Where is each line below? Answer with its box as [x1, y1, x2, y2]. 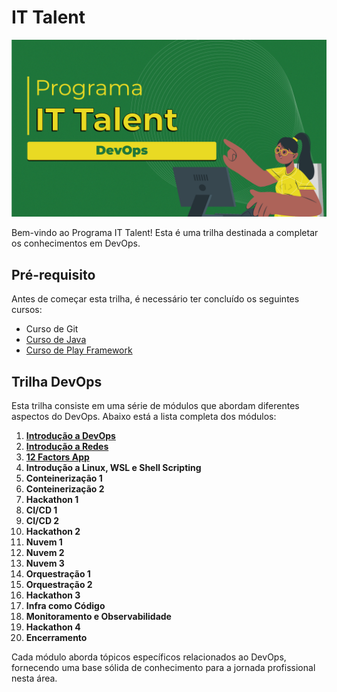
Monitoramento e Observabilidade [25, 611, 172, 623]
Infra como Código [25, 600, 106, 612]
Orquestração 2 [25, 579, 93, 591]
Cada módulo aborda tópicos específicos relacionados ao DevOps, [11, 651, 287, 663]
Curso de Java [25, 334, 87, 346]
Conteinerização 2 [25, 483, 105, 495]
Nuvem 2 [25, 547, 65, 559]
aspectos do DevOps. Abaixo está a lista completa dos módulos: [11, 411, 277, 423]
